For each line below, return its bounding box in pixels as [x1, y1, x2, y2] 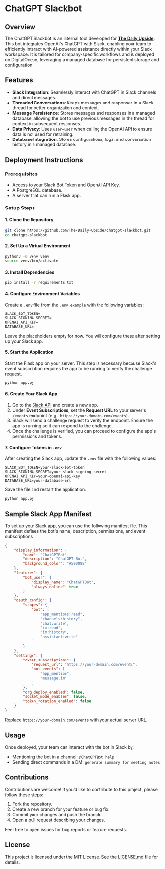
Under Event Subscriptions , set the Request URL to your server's [12, 407, 146, 413]
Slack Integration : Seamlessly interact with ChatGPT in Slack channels [12, 89, 157, 95]
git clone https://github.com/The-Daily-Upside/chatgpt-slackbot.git [5, 228, 151, 233]
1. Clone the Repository [5, 217, 54, 223]
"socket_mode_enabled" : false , [23, 694, 87, 699]
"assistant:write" [40, 634, 78, 640]
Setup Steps [5, 205, 35, 211]
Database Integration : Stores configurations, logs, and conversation [12, 136, 151, 142]
